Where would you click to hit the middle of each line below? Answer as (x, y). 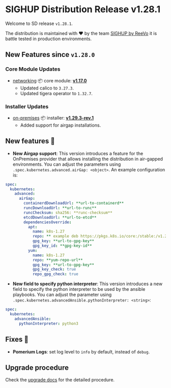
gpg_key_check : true (54, 270)
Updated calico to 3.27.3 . (47, 88)
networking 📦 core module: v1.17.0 (50, 80)
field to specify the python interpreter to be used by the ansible (79, 289)
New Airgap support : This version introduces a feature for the (78, 153)
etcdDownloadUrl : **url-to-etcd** (60, 217)
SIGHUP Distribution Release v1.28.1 (83, 9)
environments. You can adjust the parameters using (67, 164)
